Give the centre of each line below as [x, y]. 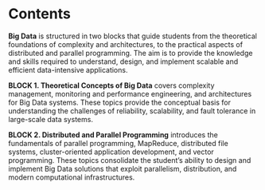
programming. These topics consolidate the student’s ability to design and [130, 160]
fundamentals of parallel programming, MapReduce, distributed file [118, 143]
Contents [40, 14]
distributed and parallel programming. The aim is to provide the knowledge [131, 53]
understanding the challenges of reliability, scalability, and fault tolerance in [132, 111]
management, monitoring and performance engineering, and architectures [130, 93]
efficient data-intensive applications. [68, 69]
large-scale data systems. [51, 119]
